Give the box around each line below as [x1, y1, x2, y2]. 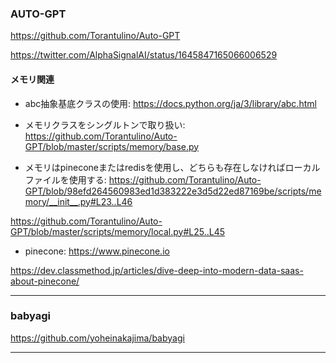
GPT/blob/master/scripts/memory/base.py [24, 140, 200, 152]
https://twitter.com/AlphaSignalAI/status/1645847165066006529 [10, 49, 278, 61]
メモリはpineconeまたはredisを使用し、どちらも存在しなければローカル [24, 161, 321, 173]
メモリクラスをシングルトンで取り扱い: [24, 118, 186, 131]
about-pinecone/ [10, 275, 80, 287]
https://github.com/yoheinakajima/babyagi [10, 332, 185, 344]
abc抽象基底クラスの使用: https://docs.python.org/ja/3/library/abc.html [24, 97, 317, 109]
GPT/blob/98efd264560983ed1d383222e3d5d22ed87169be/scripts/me [24, 185, 322, 197]
